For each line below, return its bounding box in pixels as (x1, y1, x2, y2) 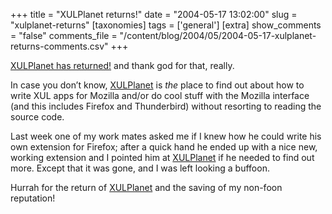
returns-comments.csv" (10, 40, 109, 52)
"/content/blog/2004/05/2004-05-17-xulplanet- (119, 30, 317, 41)
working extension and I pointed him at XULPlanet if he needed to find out (10, 152, 315, 163)
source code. (10, 111, 65, 123)
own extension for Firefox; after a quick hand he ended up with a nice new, (10, 141, 318, 153)
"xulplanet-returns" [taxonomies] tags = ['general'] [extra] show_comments (10, 19, 322, 31)
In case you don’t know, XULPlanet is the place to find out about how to (10, 79, 305, 91)
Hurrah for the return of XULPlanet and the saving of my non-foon (10, 182, 283, 193)
